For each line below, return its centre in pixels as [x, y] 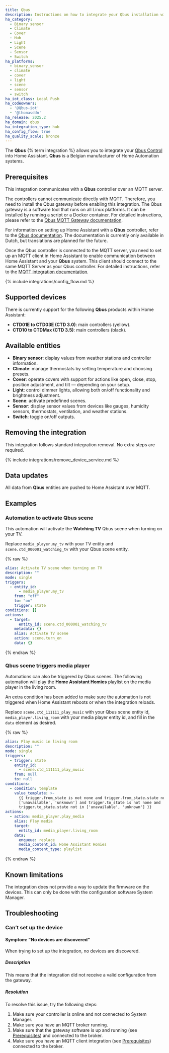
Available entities [33, 346]
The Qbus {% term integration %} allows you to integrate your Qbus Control [84, 150]
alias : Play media [33, 821]
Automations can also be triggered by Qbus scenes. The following [74, 677]
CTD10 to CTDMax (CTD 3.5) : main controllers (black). [69, 330]
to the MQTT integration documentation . [47, 272]
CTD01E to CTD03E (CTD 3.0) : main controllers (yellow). [71, 325]
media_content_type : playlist [50, 849]
